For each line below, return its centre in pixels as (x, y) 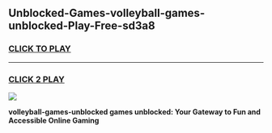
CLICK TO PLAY (40, 49)
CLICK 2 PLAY (36, 79)
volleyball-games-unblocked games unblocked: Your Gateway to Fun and (135, 111)
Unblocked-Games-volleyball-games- (106, 13)
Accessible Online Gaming (54, 120)
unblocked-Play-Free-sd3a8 (82, 26)
